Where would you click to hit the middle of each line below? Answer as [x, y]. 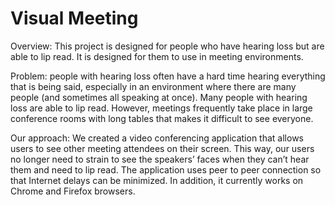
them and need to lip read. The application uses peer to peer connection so [166, 169]
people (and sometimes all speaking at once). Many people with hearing [159, 97]
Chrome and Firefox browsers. [73, 191]
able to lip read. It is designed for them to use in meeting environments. [157, 56]
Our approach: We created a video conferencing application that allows [157, 138]
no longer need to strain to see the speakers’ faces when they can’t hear [160, 159]
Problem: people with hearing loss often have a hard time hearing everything [168, 76]
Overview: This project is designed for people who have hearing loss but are [167, 46]
